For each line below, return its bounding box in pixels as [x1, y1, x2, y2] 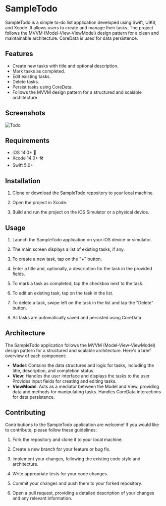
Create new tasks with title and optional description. [12, 63, 119, 69]
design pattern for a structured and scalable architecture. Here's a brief [5, 347, 151, 353]
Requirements [5, 136, 50, 145]
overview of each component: [5, 353, 66, 359]
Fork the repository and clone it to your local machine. [12, 436, 123, 442]
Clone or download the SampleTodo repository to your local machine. [12, 190, 154, 196]
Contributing [5, 408, 46, 417]
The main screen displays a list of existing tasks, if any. [12, 246, 125, 252]
